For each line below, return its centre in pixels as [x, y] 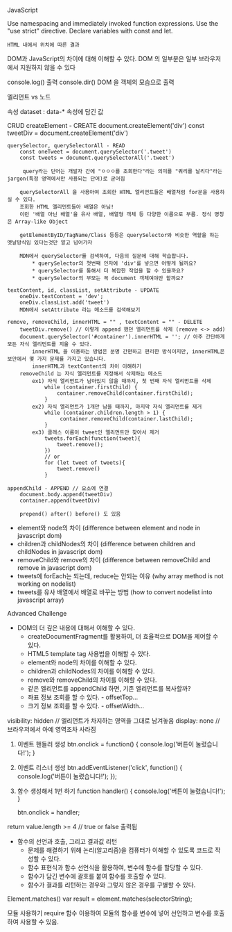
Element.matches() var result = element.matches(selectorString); [100, 899]
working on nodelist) [46, 584]
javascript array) [41, 600]
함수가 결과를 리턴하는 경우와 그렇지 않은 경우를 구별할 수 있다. [111, 885]
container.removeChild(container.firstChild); [125, 393]
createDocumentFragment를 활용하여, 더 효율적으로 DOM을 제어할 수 [123, 636]
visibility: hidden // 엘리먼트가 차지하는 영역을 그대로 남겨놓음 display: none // [114, 721]
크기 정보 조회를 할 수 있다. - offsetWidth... [86, 706]
